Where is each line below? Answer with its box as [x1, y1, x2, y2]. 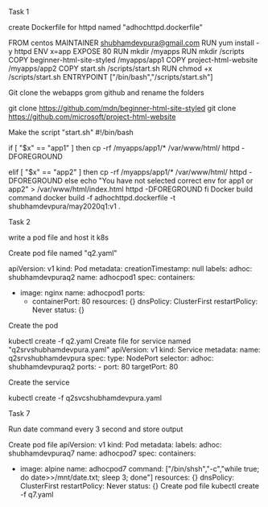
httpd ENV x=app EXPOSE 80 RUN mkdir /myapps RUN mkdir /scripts [14, 47, 245, 56]
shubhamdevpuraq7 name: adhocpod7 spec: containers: [8, 448, 196, 458]
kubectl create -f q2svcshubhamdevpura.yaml [8, 394, 163, 402]
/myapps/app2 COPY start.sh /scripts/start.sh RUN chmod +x [8, 64, 212, 73]
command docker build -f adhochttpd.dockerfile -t [8, 193, 175, 202]
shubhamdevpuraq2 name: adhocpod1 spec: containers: [8, 273, 196, 282]
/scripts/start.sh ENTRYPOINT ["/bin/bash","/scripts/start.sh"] [8, 72, 213, 81]
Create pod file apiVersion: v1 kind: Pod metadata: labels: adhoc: [8, 440, 223, 449]
